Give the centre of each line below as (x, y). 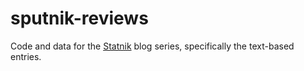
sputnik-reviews (79, 18)
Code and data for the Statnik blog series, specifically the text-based (152, 46)
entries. (26, 56)
